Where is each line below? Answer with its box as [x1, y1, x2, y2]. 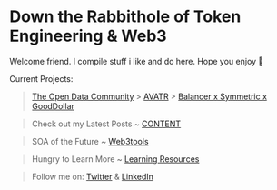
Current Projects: [9, 73, 74, 84]
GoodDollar [31, 100, 75, 111]
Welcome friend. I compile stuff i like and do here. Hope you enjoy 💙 [9, 55, 264, 66]
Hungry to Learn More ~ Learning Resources [31, 153, 200, 165]
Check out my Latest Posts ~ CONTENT [31, 118, 182, 129]
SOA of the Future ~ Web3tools [31, 135, 149, 146]
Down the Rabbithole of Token [9, 6, 242, 27]
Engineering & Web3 [9, 25, 167, 46]
